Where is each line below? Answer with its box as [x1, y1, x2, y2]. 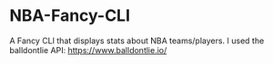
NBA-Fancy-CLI [9, 5, 130, 26]
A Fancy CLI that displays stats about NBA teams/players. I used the [9, 35, 265, 46]
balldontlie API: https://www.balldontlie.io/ [9, 44, 167, 55]
